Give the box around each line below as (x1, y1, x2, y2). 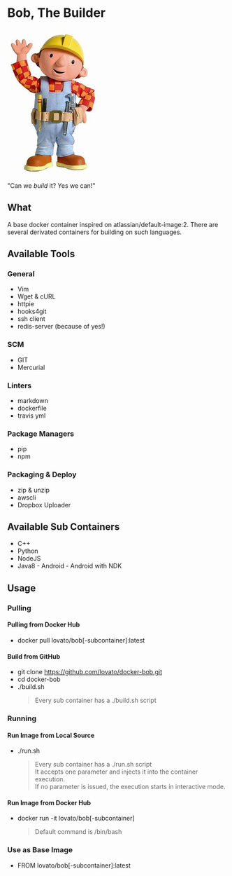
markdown (17, 397, 49, 405)
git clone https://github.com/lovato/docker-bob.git (17, 668, 163, 676)
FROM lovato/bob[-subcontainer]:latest (17, 861, 131, 870)
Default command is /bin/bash (34, 828, 122, 836)
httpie (17, 300, 35, 308)
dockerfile (17, 404, 47, 413)
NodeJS (17, 554, 41, 563)
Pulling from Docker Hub (7, 620, 80, 629)
